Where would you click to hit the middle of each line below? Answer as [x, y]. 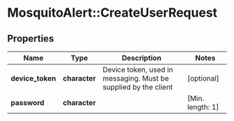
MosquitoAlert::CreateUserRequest [112, 13]
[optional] [203, 78]
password [28, 103]
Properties [31, 39]
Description [141, 58]
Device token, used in [138, 70]
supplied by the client [138, 87]
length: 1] [203, 107]
